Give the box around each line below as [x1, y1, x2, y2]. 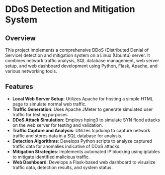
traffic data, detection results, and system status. [12, 164, 113, 170]
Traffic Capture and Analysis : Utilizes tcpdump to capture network [12, 127, 151, 133]
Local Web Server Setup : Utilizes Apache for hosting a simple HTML [12, 95, 154, 101]
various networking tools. [5, 68, 57, 74]
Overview [5, 34, 36, 42]
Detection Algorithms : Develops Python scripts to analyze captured [12, 138, 153, 144]
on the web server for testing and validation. [12, 122, 103, 128]
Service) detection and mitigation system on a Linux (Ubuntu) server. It [5, 52, 150, 58]
